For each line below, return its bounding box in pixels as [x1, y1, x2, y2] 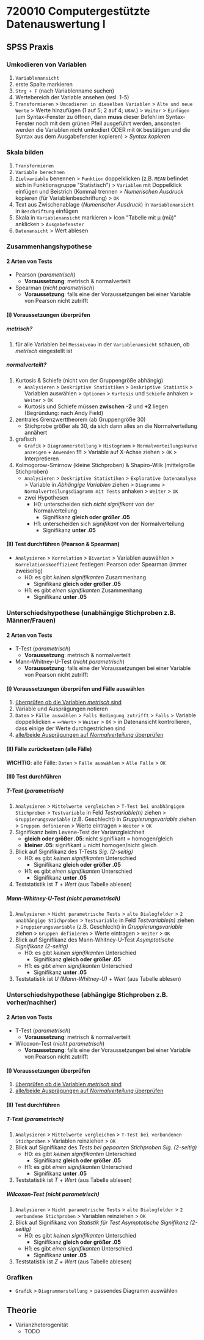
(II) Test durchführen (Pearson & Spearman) [6, 541, 120, 548]
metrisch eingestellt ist [15, 347, 73, 354]
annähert [24, 428, 48, 436]
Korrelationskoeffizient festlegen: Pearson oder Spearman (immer [15, 561, 188, 568]
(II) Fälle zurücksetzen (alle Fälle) [6, 745, 92, 752]
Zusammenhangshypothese [6, 242, 92, 251]
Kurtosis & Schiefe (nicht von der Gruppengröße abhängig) [15, 376, 164, 384]
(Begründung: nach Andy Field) [24, 409, 104, 416]
